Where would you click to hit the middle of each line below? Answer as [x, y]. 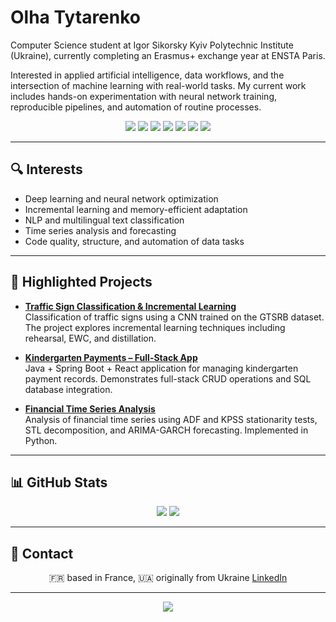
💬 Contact [42, 553]
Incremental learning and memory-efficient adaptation [136, 209]
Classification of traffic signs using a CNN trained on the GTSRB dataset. [174, 317]
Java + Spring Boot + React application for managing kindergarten [161, 368]
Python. [41, 440]
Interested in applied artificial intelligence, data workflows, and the [147, 75]
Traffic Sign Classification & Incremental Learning [130, 306]
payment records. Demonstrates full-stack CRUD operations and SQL [168, 378]
